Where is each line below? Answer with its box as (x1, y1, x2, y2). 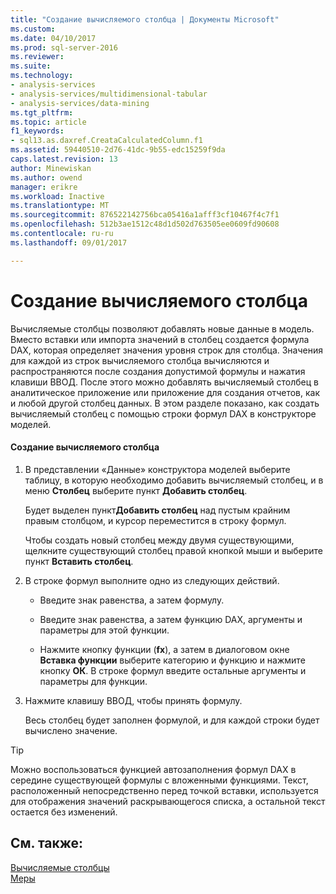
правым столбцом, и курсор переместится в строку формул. (24, 514, 287, 526)
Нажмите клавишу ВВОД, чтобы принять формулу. (24, 694, 243, 706)
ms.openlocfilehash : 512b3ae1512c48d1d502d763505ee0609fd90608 (10, 219, 280, 230)
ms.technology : (10, 71, 74, 81)
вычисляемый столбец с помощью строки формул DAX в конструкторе (10, 407, 317, 420)
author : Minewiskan (10, 163, 92, 173)
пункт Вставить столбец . (24, 555, 134, 567)
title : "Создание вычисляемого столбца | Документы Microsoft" (10, 14, 280, 25)
